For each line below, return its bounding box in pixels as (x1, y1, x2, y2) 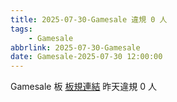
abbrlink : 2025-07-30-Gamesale (10, 42, 141, 53)
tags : (10, 24, 33, 34)
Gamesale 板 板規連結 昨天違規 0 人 (10, 81, 158, 93)
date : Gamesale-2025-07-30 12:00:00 (10, 52, 163, 62)
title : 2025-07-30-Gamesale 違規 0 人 (10, 14, 168, 25)
